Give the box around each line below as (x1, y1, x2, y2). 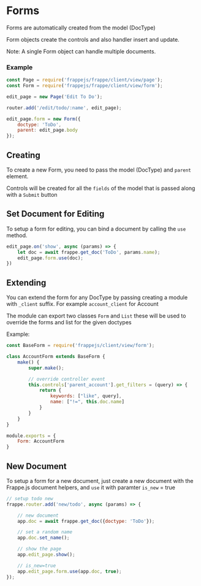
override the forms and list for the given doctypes (6, 319, 132, 326)
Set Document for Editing (6, 209, 105, 219)
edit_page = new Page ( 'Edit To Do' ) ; (6, 93, 103, 100)
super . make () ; (28, 365, 64, 371)
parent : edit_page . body (17, 127, 78, 134)
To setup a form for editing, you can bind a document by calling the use (6, 225, 186, 232)
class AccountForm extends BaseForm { (6, 354, 105, 360)
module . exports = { (6, 433, 56, 439)
